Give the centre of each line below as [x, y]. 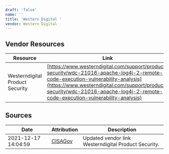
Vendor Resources [35, 44]
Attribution [64, 129]
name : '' [14, 14]
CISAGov [62, 141]
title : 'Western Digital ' [33, 19]
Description [122, 129]
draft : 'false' [21, 10]
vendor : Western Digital [31, 24]
